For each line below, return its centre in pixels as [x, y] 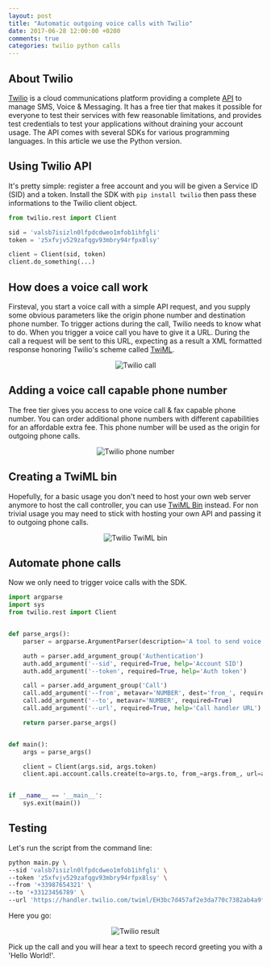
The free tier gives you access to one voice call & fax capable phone [122, 410]
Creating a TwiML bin [63, 477]
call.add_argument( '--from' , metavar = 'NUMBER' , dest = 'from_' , [129, 693]
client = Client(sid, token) [57, 254]
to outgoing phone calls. [48, 522]
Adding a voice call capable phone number [118, 391]
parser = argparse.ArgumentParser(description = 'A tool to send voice [142, 641]
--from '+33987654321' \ [50, 885]
